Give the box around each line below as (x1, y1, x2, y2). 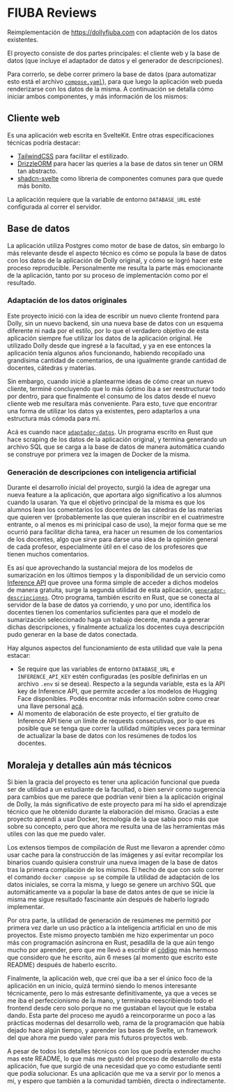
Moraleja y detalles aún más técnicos (7, 759, 172, 771)
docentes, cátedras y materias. (7, 363, 96, 371)
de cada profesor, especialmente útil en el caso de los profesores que (7, 543, 208, 551)
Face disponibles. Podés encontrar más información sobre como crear (17, 695, 220, 703)
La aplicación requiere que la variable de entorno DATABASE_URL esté (7, 195, 201, 203)
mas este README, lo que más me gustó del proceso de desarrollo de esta (7, 1054, 222, 1063)
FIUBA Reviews (7, 5, 97, 21)
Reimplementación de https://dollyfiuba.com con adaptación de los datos (7, 28, 218, 36)
